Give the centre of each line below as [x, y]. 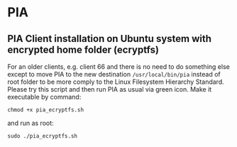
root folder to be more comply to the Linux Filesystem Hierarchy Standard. [116, 82]
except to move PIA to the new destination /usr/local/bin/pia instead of [114, 74]
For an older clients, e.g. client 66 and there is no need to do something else [119, 67]
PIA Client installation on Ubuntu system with [109, 39]
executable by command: [44, 97]
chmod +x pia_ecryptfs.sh [45, 110]
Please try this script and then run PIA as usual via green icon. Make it [110, 89]
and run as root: [31, 123]
